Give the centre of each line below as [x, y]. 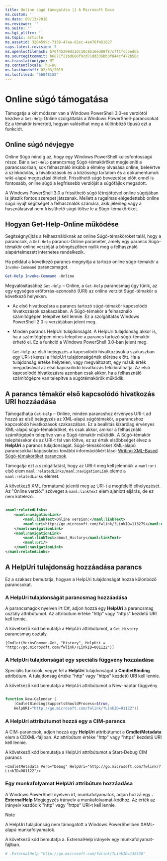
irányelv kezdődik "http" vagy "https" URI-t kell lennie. [61, 805]
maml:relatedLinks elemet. [32, 476]
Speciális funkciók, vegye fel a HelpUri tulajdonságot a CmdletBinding [78, 671]
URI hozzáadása [31, 402]
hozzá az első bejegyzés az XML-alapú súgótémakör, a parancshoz [74, 419]
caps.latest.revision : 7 [31, 47]
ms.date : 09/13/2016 [27, 19]
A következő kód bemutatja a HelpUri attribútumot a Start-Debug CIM [76, 752]
